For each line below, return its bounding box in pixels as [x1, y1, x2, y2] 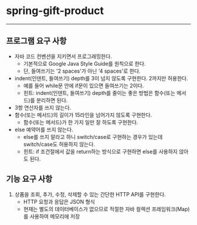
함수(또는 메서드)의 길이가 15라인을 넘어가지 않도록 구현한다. [14, 111, 152, 118]
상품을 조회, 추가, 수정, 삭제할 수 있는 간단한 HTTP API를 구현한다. [14, 190, 166, 197]
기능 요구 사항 [6, 174, 53, 184]
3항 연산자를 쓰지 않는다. [14, 104, 72, 111]
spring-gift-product [6, 4, 104, 18]
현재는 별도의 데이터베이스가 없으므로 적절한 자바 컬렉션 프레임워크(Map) [23, 205, 190, 212]
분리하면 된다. [36, 97, 68, 104]
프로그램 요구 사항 [6, 36, 67, 46]
